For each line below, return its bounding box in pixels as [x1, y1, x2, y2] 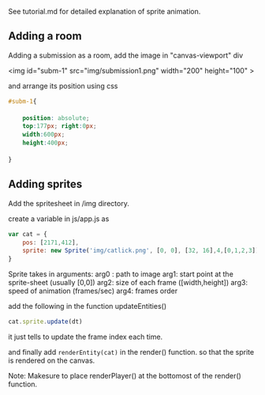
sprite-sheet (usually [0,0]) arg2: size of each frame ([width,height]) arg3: [8, 278, 248, 288]
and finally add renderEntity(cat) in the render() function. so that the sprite [8, 348, 255, 356]
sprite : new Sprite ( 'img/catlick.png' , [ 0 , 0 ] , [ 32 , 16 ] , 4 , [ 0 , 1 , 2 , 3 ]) [22, 246, 259, 255]
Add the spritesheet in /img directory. [8, 198, 130, 208]
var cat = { [8, 230, 47, 238]
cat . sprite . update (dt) [8, 318, 83, 326]
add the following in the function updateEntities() [8, 302, 167, 311]
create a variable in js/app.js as [8, 213, 110, 224]
